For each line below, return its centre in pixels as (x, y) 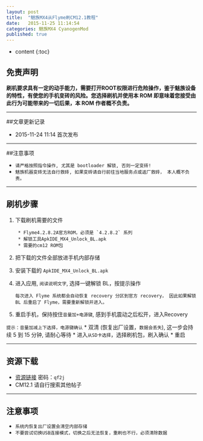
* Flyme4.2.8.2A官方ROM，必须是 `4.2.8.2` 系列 (75, 233)
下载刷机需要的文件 (39, 220)
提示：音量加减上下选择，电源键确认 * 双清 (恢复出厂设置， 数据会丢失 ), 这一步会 (97, 327)
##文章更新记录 (26, 121)
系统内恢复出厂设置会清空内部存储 (51, 427)
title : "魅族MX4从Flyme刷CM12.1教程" (52, 18)
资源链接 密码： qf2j (40, 377)
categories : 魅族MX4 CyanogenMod (47, 29)
